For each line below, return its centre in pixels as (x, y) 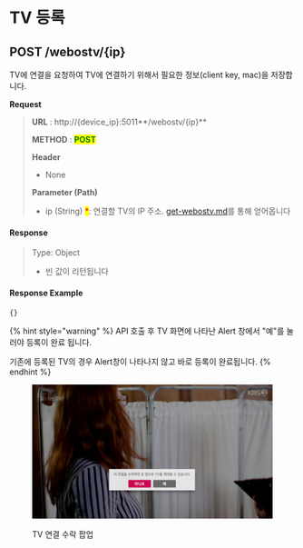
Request (26, 104)
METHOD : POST (64, 139)
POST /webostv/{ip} (68, 51)
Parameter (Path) (64, 192)
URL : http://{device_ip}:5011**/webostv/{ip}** (119, 122)
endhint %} (30, 372)
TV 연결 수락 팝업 (63, 534)
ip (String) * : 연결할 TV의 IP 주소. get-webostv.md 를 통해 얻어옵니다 (168, 211)
